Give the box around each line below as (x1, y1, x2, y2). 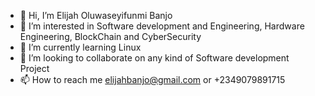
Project (19, 63, 50, 74)
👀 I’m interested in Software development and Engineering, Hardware (19, 20, 305, 32)
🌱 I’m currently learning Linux (19, 41, 142, 53)
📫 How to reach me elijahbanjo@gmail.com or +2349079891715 (19, 74, 286, 85)
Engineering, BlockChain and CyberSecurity (19, 31, 202, 42)
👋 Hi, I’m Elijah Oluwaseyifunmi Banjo (19, 10, 173, 21)
